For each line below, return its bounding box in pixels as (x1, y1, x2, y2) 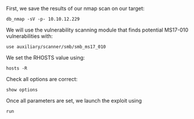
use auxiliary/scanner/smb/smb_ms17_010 (6, 44, 107, 50)
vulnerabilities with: (6, 33, 53, 40)
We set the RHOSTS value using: (6, 54, 85, 61)
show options (6, 87, 38, 93)
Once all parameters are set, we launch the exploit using (6, 97, 142, 104)
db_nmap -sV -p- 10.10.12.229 (6, 16, 80, 22)
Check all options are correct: (6, 76, 78, 82)
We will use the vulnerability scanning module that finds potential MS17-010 (6, 26, 189, 33)
